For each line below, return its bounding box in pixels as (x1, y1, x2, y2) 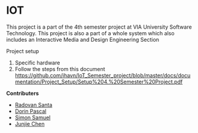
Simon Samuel (14, 114, 51, 121)
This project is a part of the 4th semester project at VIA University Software (6, 23, 193, 30)
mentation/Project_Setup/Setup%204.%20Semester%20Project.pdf (14, 78, 183, 85)
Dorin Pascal (14, 107, 47, 115)
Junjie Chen (14, 120, 45, 127)
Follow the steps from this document (14, 65, 105, 72)
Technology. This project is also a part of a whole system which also (6, 29, 175, 36)
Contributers (6, 89, 39, 97)
